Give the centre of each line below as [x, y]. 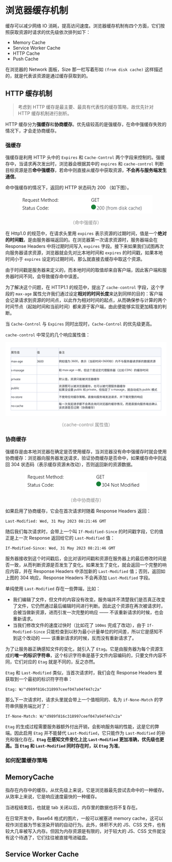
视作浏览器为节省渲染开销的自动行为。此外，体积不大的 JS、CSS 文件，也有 [86, 825]
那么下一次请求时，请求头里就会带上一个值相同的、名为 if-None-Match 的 [82, 699]
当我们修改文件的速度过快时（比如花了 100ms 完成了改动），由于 [79, 625]
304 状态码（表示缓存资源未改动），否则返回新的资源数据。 [73, 464]
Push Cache [26, 59]
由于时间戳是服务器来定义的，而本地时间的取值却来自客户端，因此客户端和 [84, 270]
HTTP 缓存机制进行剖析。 [45, 113]
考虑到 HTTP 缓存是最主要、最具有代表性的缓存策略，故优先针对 [86, 107]
